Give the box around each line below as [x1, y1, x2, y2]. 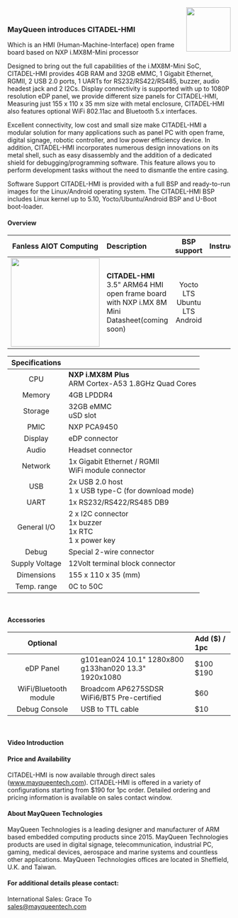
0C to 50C [68, 581, 103, 591]
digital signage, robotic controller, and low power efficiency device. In [7, 136, 210, 145]
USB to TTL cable [80, 704, 140, 714]
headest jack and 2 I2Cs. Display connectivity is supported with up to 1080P [7, 84, 229, 93]
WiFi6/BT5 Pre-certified [80, 693, 161, 703]
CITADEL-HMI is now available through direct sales [7, 771, 156, 779]
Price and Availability [7, 754, 72, 763]
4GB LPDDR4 [68, 390, 113, 400]
